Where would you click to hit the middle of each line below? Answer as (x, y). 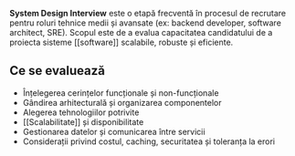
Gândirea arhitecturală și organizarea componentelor (122, 102)
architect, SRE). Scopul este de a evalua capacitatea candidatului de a (141, 32)
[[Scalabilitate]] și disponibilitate (83, 121)
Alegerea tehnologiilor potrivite (81, 112)
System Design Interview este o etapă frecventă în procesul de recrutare (147, 13)
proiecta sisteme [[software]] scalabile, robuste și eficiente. (121, 42)
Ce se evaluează (57, 71)
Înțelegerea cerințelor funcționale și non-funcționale (121, 93)
